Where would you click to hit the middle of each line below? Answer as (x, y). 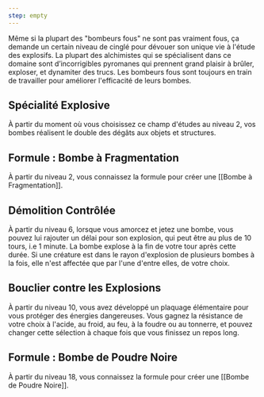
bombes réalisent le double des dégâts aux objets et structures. (112, 133)
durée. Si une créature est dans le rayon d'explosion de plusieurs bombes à (132, 255)
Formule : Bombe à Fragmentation (94, 158)
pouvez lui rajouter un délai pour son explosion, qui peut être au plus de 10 (130, 238)
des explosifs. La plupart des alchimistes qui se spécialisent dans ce (120, 55)
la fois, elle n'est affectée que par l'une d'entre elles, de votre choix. (119, 264)
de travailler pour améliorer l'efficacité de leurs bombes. (100, 80)
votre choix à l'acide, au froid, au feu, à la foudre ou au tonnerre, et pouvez (130, 324)
